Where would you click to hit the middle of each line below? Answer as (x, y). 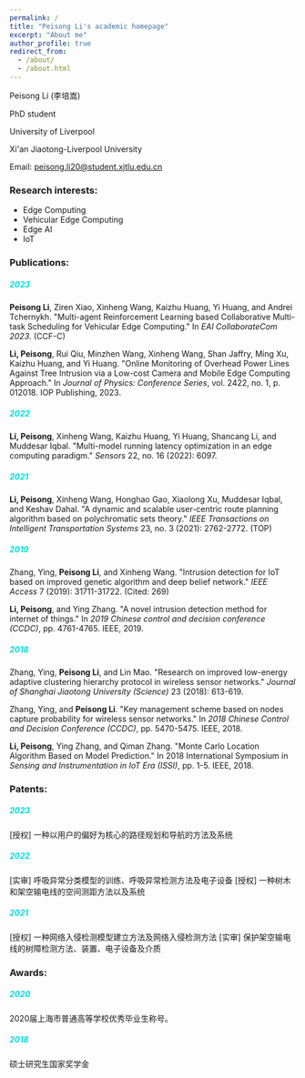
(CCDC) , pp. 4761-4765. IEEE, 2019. (76, 628)
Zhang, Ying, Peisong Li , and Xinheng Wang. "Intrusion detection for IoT (145, 572)
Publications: (40, 263)
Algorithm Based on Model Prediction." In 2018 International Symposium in (149, 755)
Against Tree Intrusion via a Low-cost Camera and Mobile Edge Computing (150, 373)
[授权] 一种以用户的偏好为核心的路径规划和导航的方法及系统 (122, 834)
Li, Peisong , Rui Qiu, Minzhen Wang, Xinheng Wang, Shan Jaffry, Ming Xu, (149, 354)
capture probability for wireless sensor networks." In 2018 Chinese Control (149, 719)
